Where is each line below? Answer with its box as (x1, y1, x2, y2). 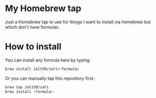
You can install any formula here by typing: (5, 57, 91, 63)
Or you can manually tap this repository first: (5, 75, 95, 81)
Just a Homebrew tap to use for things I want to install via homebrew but (5, 19, 151, 25)
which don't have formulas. (5, 24, 60, 30)
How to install (5, 41, 62, 52)
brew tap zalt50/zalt (5, 84, 49, 90)
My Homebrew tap (5, 3, 81, 14)
